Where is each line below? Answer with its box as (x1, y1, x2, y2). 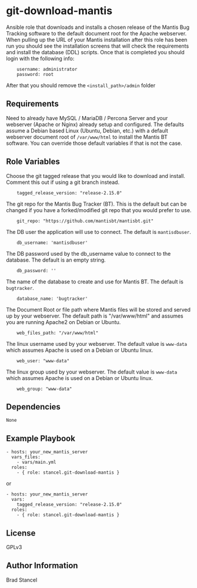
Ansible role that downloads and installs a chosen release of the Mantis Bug (6, 24, 190, 31)
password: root (16, 71, 54, 77)
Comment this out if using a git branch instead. (6, 179, 119, 186)
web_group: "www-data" (16, 386, 72, 392)
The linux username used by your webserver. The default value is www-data (6, 340, 187, 347)
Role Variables (6, 157, 60, 167)
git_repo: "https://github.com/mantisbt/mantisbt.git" (16, 218, 154, 224)
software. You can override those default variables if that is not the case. (6, 140, 182, 147)
